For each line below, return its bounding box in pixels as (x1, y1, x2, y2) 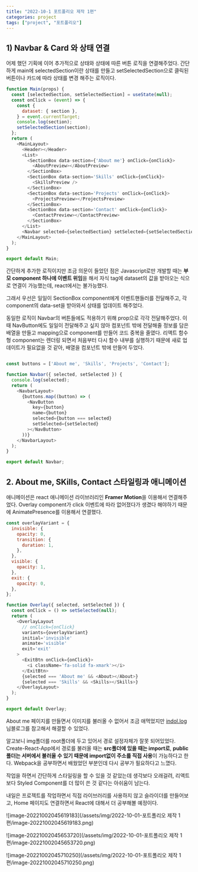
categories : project (6, 14, 57, 20)
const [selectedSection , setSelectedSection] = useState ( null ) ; (11, 92, 173, 98)
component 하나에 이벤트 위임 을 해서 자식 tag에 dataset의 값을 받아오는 (12, 275, 179, 282)
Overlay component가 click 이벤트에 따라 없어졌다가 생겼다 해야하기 (18, 501, 177, 508)
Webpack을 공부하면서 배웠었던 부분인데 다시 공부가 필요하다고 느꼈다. (14, 759, 177, 766)
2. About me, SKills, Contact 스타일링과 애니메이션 (6, 477, 187, 487)
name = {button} (32, 410, 67, 416)
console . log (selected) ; (11, 377, 70, 383)
